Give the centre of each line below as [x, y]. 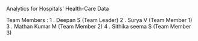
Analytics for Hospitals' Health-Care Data [58, 9]
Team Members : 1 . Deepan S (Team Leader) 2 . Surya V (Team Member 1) [99, 20]
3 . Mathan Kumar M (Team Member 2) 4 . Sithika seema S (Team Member [99, 26]
